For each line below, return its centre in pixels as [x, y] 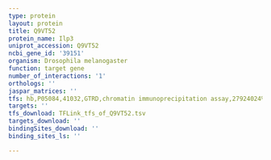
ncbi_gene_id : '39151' [46, 53]
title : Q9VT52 [32, 31]
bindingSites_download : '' [54, 128]
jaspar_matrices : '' [43, 91]
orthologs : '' [32, 83]
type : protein [32, 16]
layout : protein [35, 23]
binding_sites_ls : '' [45, 136]
